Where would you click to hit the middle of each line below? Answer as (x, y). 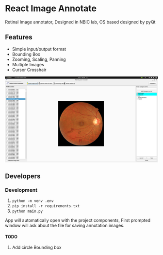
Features (19, 37)
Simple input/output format (39, 49)
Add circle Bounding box (37, 247)
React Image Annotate (51, 9)
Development (21, 190)
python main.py (27, 211)
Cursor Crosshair (29, 70)
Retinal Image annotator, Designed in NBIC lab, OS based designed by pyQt (80, 22)
